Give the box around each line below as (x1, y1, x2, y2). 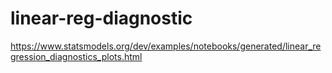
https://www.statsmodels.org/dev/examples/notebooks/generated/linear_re (10, 40, 322, 52)
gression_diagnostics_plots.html (10, 50, 143, 62)
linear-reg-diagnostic (10, 7, 193, 30)
